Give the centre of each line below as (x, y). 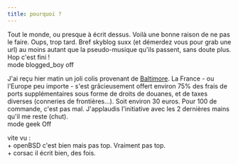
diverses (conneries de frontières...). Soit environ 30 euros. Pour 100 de (112, 101)
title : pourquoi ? (34, 14)
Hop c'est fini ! (29, 57)
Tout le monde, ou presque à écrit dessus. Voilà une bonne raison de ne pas (119, 34)
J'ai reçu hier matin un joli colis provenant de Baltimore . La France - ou (111, 78)
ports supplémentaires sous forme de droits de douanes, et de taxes (108, 93)
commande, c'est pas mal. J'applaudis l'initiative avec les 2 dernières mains (118, 108)
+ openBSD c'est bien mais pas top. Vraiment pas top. (86, 145)
